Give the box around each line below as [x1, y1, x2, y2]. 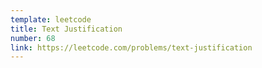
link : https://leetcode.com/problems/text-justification [10, 42, 253, 53]
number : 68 [10, 33, 56, 43]
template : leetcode [10, 14, 92, 25]
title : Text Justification [10, 24, 123, 34]
